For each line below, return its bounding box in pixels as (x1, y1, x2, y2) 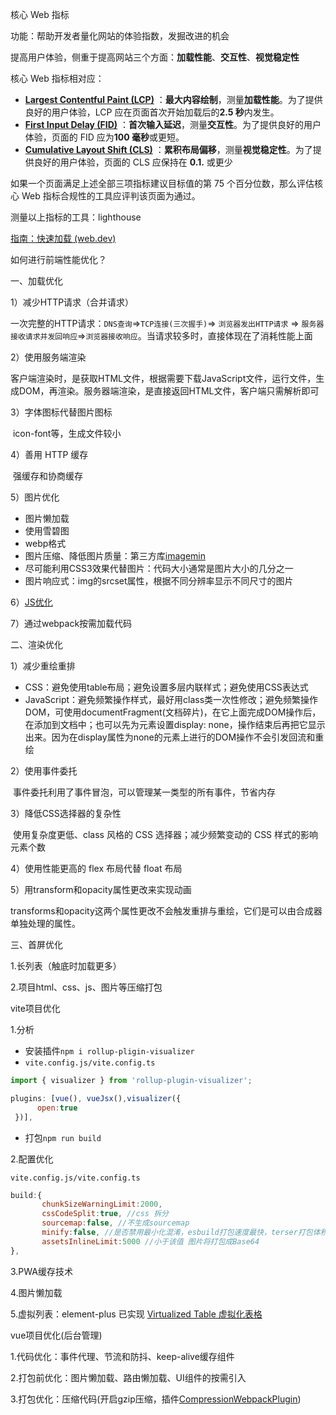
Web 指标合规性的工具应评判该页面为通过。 (21, 190, 201, 202)
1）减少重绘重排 (10, 660, 76, 672)
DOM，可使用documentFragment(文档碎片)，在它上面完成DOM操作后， (24, 706, 322, 718)
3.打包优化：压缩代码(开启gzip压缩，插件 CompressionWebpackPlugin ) (10, 1393, 302, 1405)
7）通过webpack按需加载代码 (10, 618, 133, 629)
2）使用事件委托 (10, 765, 78, 777)
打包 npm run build (24, 1131, 102, 1143)
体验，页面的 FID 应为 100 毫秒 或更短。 (24, 131, 185, 143)
